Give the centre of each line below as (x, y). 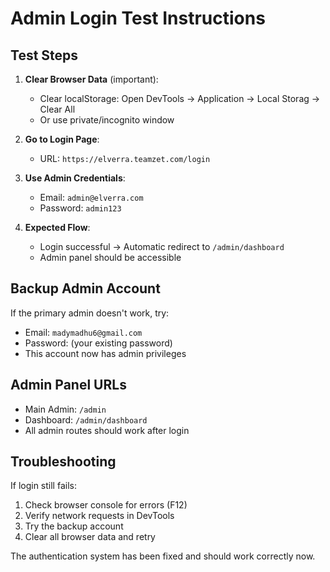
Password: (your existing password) (98, 343)
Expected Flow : (57, 227)
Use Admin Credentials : (75, 178)
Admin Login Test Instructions (138, 18)
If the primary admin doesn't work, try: (90, 313)
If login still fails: (43, 486)
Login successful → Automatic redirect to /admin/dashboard (162, 246)
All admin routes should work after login (107, 430)
